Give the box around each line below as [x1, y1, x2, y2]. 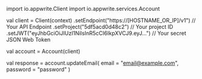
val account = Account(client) [6, 48, 81, 55]
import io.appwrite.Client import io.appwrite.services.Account [6, 5, 160, 12]
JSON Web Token [6, 36, 51, 43]
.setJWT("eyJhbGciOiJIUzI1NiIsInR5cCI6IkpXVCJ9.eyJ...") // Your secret [6, 30, 187, 37]
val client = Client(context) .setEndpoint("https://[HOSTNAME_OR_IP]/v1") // [6, 17, 196, 24]
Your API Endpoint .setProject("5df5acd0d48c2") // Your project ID [6, 24, 173, 30]
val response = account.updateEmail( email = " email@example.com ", [6, 60, 179, 66]
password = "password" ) [6, 66, 71, 73]
